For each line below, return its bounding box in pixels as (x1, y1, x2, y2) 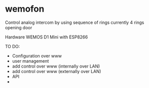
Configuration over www (12, 53, 62, 59)
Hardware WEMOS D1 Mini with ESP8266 (5, 34, 88, 40)
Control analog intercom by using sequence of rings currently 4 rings (5, 19, 144, 25)
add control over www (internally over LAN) (12, 63, 100, 69)
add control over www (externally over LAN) (12, 68, 102, 74)
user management (12, 58, 49, 64)
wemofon (5, 3, 44, 15)
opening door (5, 24, 33, 30)
